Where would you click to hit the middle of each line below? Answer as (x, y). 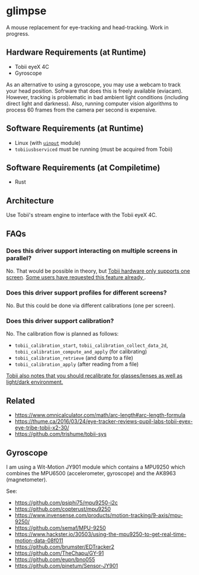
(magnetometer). (27, 480)
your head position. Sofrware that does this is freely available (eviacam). (94, 91)
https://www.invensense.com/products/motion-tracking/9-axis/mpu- (99, 516)
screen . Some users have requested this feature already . (76, 277)
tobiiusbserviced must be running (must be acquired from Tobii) (94, 149)
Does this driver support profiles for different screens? (86, 292)
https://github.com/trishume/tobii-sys (60, 434)
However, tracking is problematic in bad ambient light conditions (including (97, 97)
